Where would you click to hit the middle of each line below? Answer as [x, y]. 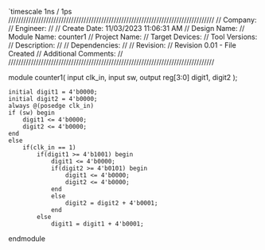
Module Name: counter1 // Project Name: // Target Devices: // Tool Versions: [133, 37]
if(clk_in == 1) [50, 148]
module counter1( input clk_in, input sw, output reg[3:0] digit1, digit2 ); [123, 77]
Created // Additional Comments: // [66, 54]
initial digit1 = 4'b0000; [53, 92]
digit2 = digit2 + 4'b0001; [111, 203]
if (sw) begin [32, 113]
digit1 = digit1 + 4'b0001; [97, 224]
